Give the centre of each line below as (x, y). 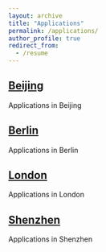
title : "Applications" (46, 23)
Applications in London (46, 195)
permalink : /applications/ (53, 31)
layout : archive (35, 16)
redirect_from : (34, 46)
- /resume (32, 53)
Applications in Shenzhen (51, 239)
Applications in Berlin (43, 150)
